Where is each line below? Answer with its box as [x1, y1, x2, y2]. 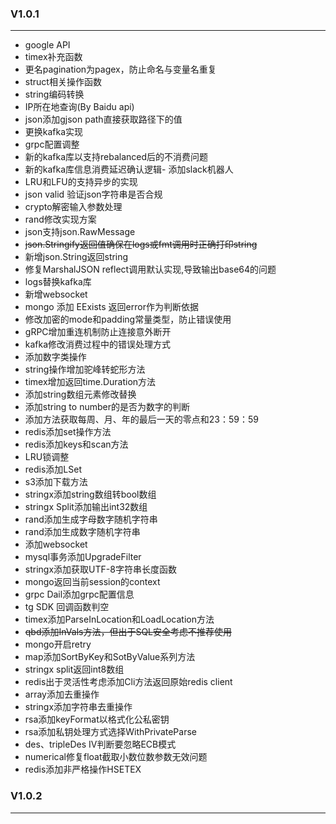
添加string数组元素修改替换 [24, 388, 137, 401]
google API [24, 39, 71, 51]
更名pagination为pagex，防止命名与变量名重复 [24, 63, 217, 76]
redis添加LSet [24, 463, 82, 476]
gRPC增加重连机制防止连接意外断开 [24, 326, 172, 338]
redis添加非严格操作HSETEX [24, 763, 142, 776]
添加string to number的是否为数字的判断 [24, 401, 190, 413]
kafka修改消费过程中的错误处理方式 [24, 338, 172, 351]
